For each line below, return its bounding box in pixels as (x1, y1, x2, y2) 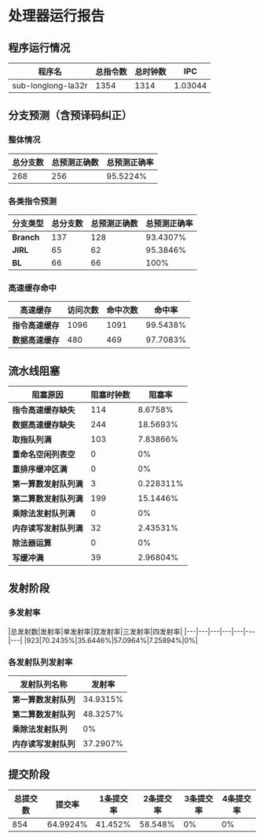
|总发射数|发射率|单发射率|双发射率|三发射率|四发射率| (8, 626, 183, 636)
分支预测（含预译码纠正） (8, 109, 132, 122)
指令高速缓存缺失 (12, 405, 76, 416)
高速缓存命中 (8, 282, 57, 293)
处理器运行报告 (8, 7, 105, 25)
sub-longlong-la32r (12, 80, 88, 91)
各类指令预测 (8, 195, 57, 206)
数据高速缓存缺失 (12, 419, 76, 430)
